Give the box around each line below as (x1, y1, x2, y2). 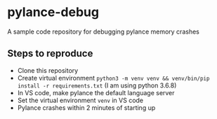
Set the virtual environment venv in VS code (17, 96, 144, 104)
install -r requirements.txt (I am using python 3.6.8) (17, 81, 177, 90)
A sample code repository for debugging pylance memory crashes (7, 27, 200, 36)
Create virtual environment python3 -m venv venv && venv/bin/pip (17, 73, 210, 82)
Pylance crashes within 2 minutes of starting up (17, 103, 156, 112)
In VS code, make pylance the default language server (17, 88, 175, 97)
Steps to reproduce (7, 48, 93, 59)
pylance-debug (7, 4, 100, 20)
